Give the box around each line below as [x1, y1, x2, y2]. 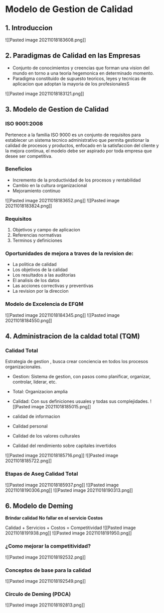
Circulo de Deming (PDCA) [5, 591, 71, 597]
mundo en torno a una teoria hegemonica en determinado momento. [12, 70, 154, 76]
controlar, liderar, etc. [12, 379, 57, 385]
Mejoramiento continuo [12, 188, 61, 194]
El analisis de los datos [12, 278, 60, 284]
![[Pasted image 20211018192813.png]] [5, 602, 85, 608]
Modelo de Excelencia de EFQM [5, 301, 84, 308]
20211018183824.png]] [5, 203, 52, 209]
